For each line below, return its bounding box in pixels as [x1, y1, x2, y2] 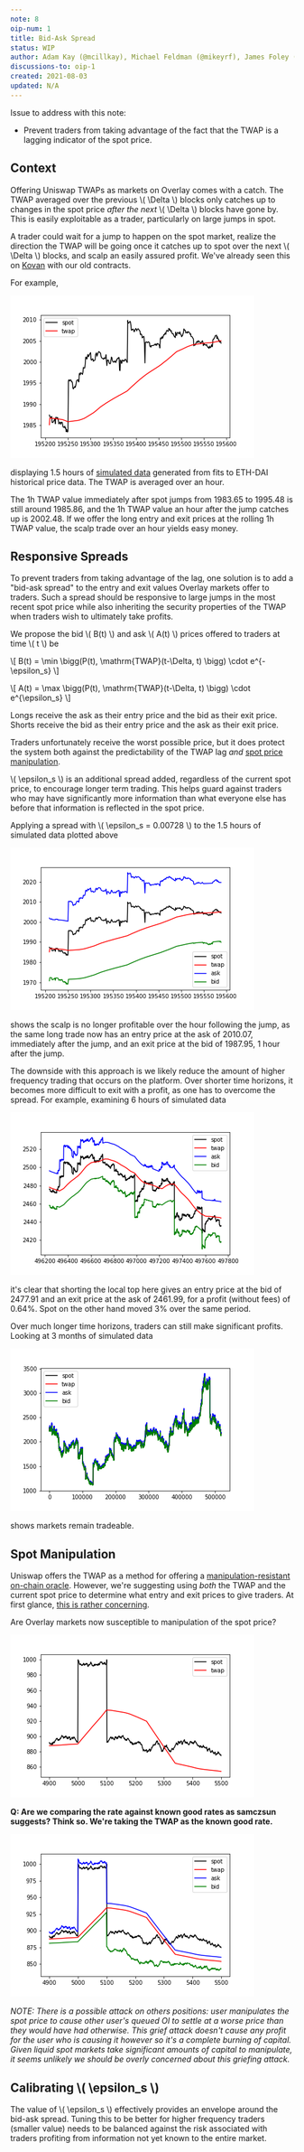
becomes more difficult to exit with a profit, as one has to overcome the [10, 1085, 276, 1096]
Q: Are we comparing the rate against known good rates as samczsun [10, 1807, 277, 1818]
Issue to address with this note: [10, 107, 127, 117]
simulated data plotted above [10, 829, 118, 840]
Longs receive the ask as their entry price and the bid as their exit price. [10, 710, 278, 721]
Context [10, 161, 57, 176]
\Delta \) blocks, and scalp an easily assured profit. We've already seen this [10, 249, 291, 261]
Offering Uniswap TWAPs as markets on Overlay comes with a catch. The [10, 184, 284, 195]
